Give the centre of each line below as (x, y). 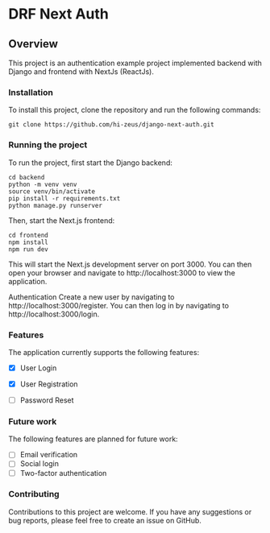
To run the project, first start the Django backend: (91, 163)
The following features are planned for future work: (93, 439)
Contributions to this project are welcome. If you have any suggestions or (130, 511)
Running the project (48, 145)
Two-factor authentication (63, 473)
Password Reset (47, 400)
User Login (38, 368)
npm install (28, 242)
